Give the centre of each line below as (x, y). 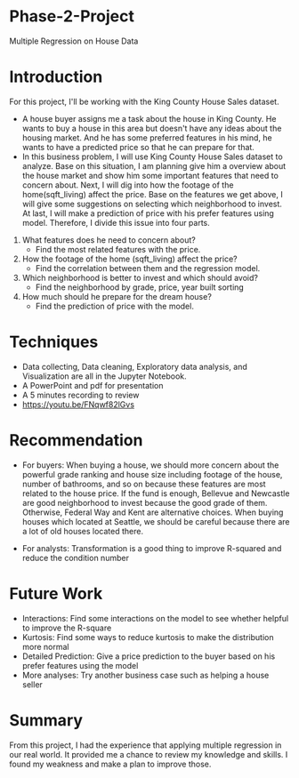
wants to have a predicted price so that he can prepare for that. (138, 147)
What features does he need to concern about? (109, 240)
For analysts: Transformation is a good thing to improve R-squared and (152, 548)
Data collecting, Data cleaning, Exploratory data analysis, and (134, 366)
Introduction (56, 77)
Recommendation (76, 440)
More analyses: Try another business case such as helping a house (145, 675)
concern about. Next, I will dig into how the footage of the (128, 185)
